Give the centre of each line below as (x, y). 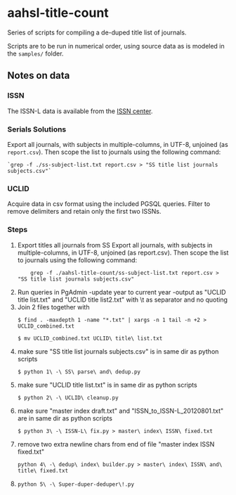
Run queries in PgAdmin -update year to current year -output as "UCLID (122, 292)
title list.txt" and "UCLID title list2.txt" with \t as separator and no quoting (123, 300)
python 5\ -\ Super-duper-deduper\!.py (76, 484)
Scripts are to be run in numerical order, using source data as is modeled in (116, 46)
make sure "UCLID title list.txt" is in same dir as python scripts (107, 385)
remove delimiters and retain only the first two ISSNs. (84, 212)
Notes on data (39, 76)
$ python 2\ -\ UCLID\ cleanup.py (68, 398)
